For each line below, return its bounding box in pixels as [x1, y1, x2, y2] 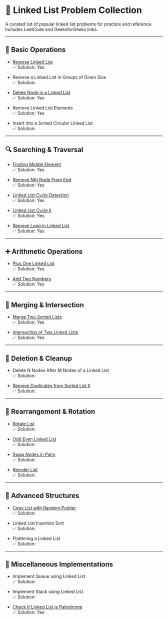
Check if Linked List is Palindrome [12, 604, 82, 610]
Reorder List [12, 466, 38, 472]
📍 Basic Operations [5, 45, 66, 54]
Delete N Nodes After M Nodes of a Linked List [12, 367, 109, 373]
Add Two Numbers [12, 276, 51, 282]
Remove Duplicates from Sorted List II [12, 382, 91, 388]
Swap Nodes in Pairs [12, 451, 56, 457]
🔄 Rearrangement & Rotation [5, 407, 95, 416]
